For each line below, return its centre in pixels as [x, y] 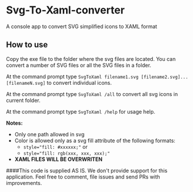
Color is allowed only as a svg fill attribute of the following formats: [95, 140]
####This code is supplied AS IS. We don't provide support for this [87, 170]
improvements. [24, 183]
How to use [27, 45]
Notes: [15, 123]
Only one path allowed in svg [49, 134]
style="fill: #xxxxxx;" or [55, 146]
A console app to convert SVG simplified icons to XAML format [82, 26]
